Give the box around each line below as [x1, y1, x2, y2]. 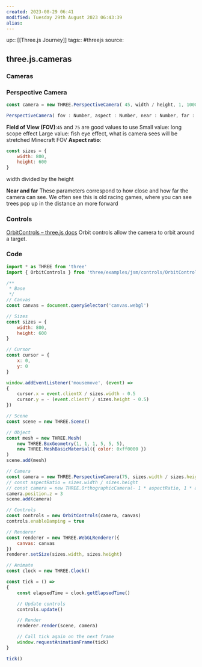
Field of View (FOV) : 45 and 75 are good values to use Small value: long [6, 123, 182, 131]
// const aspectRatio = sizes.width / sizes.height [6, 479, 138, 485]
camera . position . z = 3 [6, 491, 63, 497]
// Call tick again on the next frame [17, 634, 114, 640]
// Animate [6, 562, 34, 568]
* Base [8, 286, 26, 292]
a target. [6, 235, 27, 242]
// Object [6, 429, 31, 435]
